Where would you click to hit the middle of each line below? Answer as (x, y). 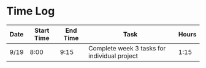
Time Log (31, 11)
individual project (113, 56)
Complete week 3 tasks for (127, 48)
